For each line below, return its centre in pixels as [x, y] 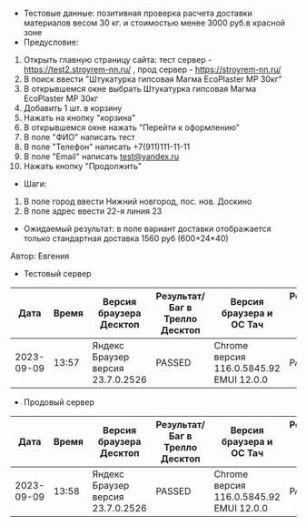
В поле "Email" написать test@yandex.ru [101, 157]
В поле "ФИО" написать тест [79, 137]
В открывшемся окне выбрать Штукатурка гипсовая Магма [140, 89]
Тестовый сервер [57, 273]
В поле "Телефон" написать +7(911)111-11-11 [107, 147]
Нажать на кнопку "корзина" [79, 118]
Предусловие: [51, 42]
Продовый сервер [59, 402]
